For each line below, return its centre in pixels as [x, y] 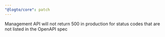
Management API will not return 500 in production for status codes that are [82, 24]
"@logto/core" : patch [27, 10]
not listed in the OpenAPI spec [36, 29]
